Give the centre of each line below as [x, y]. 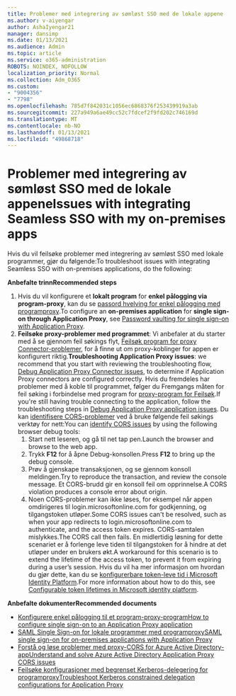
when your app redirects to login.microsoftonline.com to [110, 522]
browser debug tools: [49, 432]
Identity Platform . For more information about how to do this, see [122, 582]
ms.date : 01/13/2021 [38, 40]
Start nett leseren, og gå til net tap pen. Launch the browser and [121, 439]
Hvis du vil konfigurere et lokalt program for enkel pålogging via [112, 296]
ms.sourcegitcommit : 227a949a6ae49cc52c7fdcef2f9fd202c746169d [103, 113]
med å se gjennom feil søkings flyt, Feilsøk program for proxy [107, 341]
